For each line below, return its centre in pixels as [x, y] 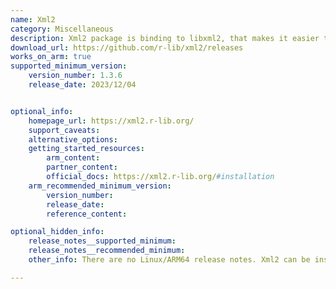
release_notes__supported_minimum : [102, 241]
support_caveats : [64, 130]
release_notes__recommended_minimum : [107, 251]
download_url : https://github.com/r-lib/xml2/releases [127, 47]
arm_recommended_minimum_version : [100, 186]
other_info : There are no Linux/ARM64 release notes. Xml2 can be [169, 260]
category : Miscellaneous [62, 29]
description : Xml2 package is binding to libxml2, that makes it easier [165, 38]
